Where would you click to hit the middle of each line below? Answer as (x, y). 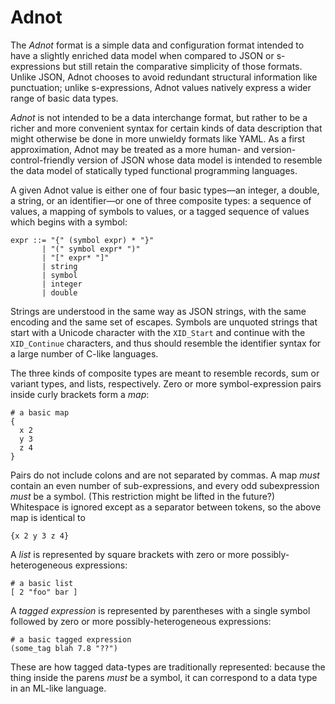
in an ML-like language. (58, 688)
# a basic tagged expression (71, 639)
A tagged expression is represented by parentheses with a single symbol (160, 610)
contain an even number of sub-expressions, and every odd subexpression (165, 485)
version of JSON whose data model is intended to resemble (199, 160)
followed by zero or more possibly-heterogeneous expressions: (141, 621)
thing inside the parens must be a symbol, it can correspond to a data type (164, 677)
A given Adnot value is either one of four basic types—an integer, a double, (165, 190)
